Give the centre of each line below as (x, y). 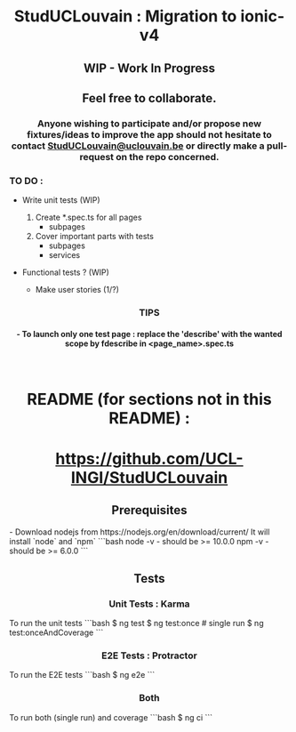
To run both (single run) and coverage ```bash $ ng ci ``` (111, 717)
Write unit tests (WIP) (61, 200)
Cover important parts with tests (94, 237)
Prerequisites (149, 510)
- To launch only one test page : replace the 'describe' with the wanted (149, 334)
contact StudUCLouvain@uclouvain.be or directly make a (138, 146)
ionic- (262, 16)
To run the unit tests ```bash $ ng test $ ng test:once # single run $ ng (136, 623)
